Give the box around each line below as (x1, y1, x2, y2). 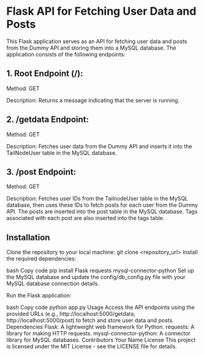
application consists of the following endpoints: (6, 50, 126, 58)
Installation (6, 232, 50, 243)
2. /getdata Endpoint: (6, 115, 89, 125)
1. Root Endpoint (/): (6, 69, 83, 79)
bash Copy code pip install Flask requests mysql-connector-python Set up (6, 267, 194, 274)
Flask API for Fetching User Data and (6, 4, 197, 18)
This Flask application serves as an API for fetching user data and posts (6, 37, 187, 45)
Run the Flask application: (6, 292, 72, 299)
